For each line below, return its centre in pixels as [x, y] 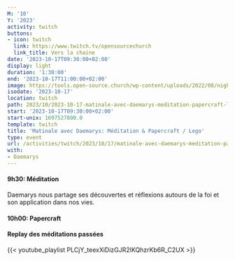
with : [15, 150]
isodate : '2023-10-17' [40, 92]
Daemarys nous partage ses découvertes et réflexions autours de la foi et [113, 195]
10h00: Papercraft [34, 218]
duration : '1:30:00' [37, 72]
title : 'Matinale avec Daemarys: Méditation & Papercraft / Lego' [106, 131]
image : [17, 85]
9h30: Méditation [33, 179]
